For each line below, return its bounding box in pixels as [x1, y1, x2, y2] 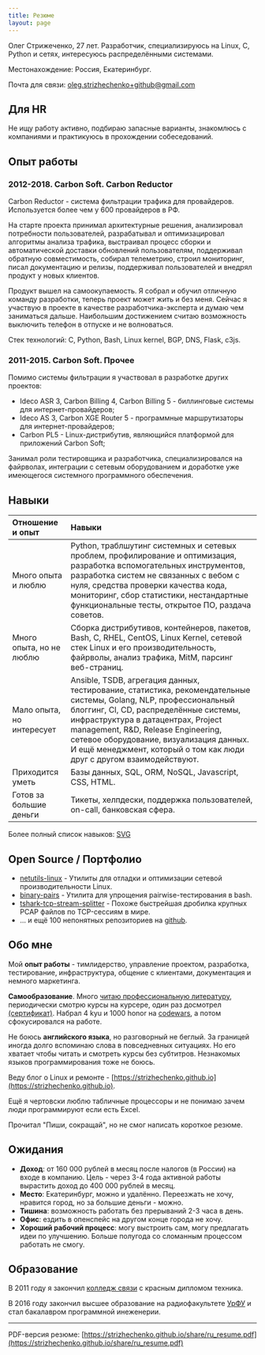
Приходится [12, 766, 59, 778]
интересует [12, 725, 57, 736]
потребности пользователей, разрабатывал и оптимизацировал [8, 229, 225, 238]
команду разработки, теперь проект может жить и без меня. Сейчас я [8, 294, 247, 304]
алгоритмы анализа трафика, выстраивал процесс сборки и [8, 237, 211, 246]
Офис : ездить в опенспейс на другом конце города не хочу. [19, 1214, 223, 1224]
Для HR [8, 102, 47, 115]
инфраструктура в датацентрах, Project [70, 714, 222, 725]
